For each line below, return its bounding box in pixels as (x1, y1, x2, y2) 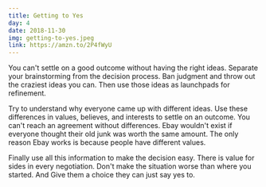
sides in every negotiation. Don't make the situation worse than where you (8, 162, 252, 171)
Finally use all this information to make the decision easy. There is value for (8, 153, 255, 163)
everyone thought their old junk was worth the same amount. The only (8, 129, 239, 139)
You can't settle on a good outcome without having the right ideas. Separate (8, 63, 259, 72)
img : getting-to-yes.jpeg (8, 33, 94, 42)
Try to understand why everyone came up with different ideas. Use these (8, 104, 248, 114)
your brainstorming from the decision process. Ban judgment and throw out (8, 72, 256, 81)
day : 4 (8, 19, 30, 27)
